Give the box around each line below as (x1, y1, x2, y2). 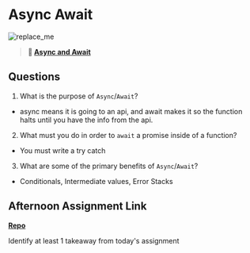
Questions (8, 70, 61, 84)
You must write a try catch (19, 145, 106, 155)
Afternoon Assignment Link (8, 200, 147, 213)
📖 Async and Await (27, 47, 91, 56)
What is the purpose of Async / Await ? (19, 91, 138, 101)
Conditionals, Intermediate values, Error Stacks (19, 176, 173, 186)
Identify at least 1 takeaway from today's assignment (8, 236, 180, 245)
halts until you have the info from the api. (19, 115, 153, 125)
